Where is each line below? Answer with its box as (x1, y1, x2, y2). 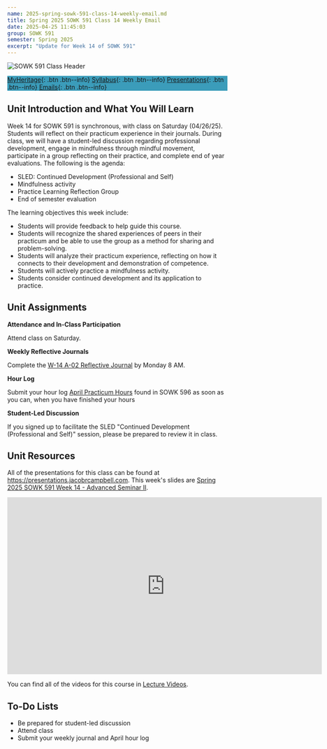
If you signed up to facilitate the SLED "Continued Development (7, 422, 190, 431)
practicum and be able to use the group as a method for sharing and (17, 236, 215, 245)
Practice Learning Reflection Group (17, 187, 119, 196)
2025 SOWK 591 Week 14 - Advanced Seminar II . (7, 483, 149, 492)
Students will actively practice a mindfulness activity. (17, 266, 170, 275)
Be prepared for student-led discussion (17, 719, 131, 727)
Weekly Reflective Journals (7, 347, 89, 355)
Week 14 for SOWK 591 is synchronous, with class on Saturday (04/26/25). (7, 122, 224, 130)
